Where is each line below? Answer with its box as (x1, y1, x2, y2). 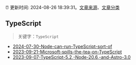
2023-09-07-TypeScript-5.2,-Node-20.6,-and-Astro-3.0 (12, 54, 131, 60)
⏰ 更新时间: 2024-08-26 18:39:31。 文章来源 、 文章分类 (5, 5, 120, 10)
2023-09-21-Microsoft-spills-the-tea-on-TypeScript (12, 48, 122, 54)
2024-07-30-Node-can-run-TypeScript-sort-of (12, 43, 113, 49)
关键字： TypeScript (17, 33, 59, 39)
